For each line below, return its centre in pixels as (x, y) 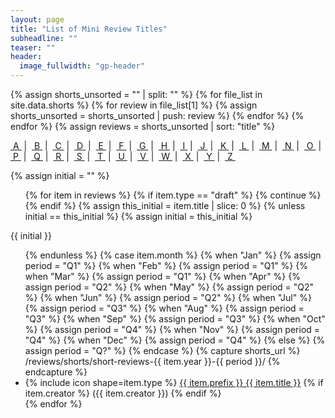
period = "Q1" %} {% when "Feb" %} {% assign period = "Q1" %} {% (166, 265)
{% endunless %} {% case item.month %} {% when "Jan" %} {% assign (173, 255)
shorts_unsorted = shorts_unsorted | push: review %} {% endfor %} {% (157, 115)
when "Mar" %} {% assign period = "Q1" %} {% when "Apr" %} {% (162, 276)
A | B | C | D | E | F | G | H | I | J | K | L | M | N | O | (167, 145)
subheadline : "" (44, 38)
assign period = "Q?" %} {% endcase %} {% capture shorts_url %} (162, 350)
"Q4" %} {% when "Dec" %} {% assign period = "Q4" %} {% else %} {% (175, 340)
